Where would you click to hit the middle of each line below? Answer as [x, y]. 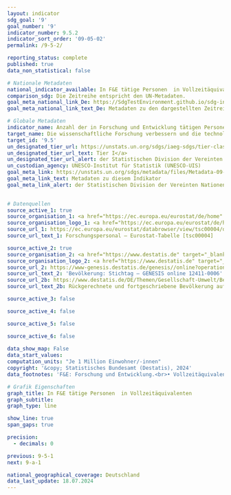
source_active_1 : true [40, 210]
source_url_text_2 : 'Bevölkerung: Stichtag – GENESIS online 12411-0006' [115, 274]
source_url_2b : [29, 280]
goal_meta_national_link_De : [49, 102]
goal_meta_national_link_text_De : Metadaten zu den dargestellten [104, 109]
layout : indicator [33, 13]
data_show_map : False [38, 349]
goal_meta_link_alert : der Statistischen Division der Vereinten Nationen [117, 185]
